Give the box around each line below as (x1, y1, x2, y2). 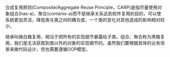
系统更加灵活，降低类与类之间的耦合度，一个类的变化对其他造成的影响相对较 (5, 17, 165, 22)
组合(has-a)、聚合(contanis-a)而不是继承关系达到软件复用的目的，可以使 (9, 10, 161, 16)
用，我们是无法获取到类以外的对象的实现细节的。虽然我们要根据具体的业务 (5, 40, 160, 46)
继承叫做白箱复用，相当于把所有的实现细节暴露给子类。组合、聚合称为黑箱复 (5, 34, 165, 39)
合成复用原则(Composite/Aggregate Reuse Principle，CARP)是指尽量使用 (5, 4, 158, 10)
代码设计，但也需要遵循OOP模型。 (18, 46, 91, 52)
